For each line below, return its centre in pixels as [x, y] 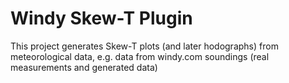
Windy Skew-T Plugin [101, 18]
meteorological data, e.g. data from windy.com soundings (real [140, 56]
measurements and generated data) [84, 67]
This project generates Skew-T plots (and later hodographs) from [144, 46]
